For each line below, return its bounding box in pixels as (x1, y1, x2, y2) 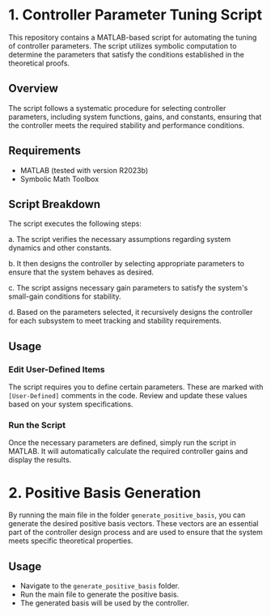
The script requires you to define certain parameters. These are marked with (8, 382, 264, 392)
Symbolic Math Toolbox (19, 174, 100, 184)
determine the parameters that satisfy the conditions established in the (8, 49, 244, 59)
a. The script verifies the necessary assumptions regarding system (8, 235, 231, 244)
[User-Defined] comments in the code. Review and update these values (8, 391, 248, 401)
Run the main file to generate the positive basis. (19, 589, 180, 600)
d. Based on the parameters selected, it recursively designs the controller (8, 308, 253, 317)
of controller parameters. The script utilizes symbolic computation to (8, 40, 237, 50)
